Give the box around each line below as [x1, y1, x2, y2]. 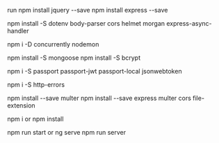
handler [7, 27, 29, 35]
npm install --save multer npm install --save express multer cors [7, 94, 191, 102]
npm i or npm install [7, 115, 64, 123]
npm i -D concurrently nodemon [7, 40, 99, 48]
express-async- [166, 19, 212, 27]
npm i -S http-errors [7, 81, 65, 89]
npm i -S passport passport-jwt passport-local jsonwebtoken [7, 67, 182, 75]
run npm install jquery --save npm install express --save [7, 6, 168, 14]
